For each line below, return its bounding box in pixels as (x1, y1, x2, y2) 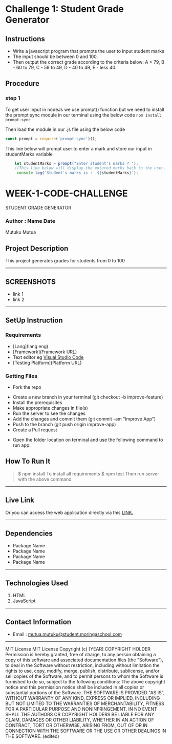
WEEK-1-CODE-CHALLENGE (5, 188, 128, 199)
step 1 (5, 94, 20, 102)
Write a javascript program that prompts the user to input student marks (12, 48, 165, 54)
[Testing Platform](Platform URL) (12, 359, 82, 366)
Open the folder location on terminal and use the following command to (12, 437, 163, 443)
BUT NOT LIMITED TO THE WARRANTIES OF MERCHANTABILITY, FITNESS (5, 700, 165, 707)
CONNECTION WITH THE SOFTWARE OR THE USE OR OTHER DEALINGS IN (5, 728, 166, 734)
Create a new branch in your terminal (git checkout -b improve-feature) (12, 394, 163, 400)
